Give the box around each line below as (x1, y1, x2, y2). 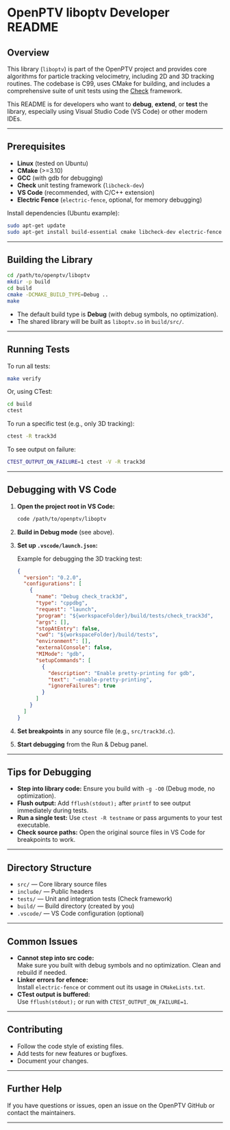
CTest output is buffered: (16, 990, 90, 999)
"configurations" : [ (23, 580, 82, 587)
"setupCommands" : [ (35, 657, 91, 663)
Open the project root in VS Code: (16, 502, 115, 510)
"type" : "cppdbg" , (35, 600, 88, 607)
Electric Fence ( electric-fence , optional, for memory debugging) (16, 196, 203, 204)
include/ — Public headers (16, 887, 94, 896)
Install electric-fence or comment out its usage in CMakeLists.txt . (16, 983, 205, 991)
